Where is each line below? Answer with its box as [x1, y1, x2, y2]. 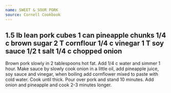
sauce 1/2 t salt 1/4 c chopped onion [5, 47, 122, 55]
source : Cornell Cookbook [5, 12, 60, 17]
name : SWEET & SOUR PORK [5, 7, 58, 13]
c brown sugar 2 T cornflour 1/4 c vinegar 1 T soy [5, 39, 164, 47]
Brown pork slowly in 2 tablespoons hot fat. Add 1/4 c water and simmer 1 [5, 60, 160, 67]
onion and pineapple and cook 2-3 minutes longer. [5, 82, 112, 88]
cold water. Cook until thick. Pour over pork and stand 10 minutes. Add [5, 77, 154, 83]
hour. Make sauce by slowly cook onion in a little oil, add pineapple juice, [5, 66, 159, 72]
